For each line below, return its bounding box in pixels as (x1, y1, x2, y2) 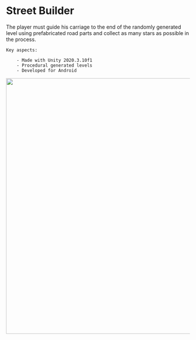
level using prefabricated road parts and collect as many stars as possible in (6, 29, 190, 36)
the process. (6, 36, 36, 43)
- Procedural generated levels (16, 63, 93, 68)
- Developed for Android (16, 67, 77, 74)
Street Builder (6, 4, 75, 18)
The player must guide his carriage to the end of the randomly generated (6, 23, 181, 30)
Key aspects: (6, 47, 38, 53)
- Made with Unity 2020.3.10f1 (16, 57, 93, 63)
